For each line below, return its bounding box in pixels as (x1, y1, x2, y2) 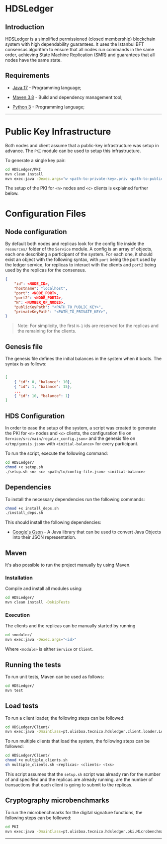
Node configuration (5, 227, 67, 236)
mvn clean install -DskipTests (5, 600, 70, 605)
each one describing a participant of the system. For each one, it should (5, 252, 153, 257)
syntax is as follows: (5, 361, 47, 367)
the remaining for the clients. (17, 328, 77, 334)
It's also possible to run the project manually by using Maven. (5, 562, 131, 568)
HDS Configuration (5, 412, 65, 420)
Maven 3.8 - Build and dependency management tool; (12, 94, 123, 100)
